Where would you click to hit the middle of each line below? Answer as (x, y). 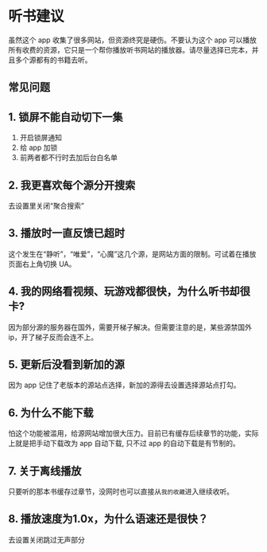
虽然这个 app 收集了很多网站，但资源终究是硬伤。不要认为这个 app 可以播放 (132, 40)
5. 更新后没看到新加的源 (66, 364)
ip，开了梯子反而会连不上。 (53, 337)
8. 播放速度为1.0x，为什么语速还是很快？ (108, 519)
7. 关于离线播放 (45, 471)
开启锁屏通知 (41, 138)
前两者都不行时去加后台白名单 (68, 158)
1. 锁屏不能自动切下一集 (66, 117)
